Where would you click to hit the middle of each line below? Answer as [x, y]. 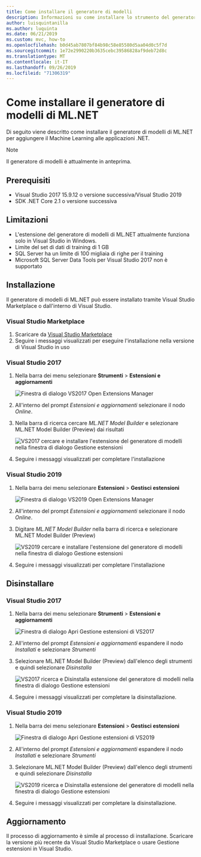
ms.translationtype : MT [36, 56]
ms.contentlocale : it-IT [37, 62]
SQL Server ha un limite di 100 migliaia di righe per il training [89, 253]
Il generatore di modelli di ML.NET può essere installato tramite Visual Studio [100, 299]
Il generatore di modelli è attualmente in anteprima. [69, 162]
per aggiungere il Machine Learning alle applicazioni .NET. [78, 138]
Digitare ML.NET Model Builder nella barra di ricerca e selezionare [96, 529]
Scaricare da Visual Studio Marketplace [63, 334]
